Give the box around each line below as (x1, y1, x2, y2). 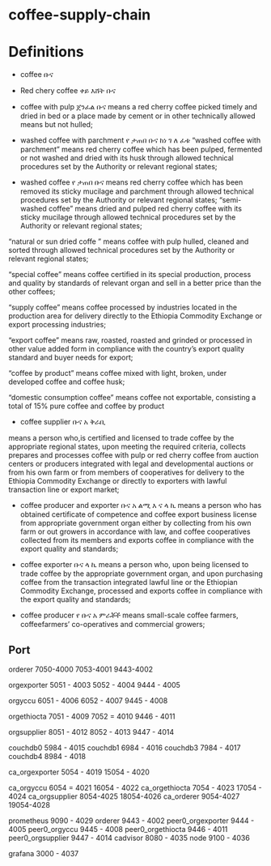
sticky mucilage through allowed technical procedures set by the (19, 212, 236, 222)
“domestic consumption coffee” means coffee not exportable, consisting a (8, 393, 256, 403)
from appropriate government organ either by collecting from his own (19, 518, 252, 528)
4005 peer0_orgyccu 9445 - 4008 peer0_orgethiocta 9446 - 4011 (8, 824, 228, 834)
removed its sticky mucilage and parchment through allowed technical (19, 186, 255, 196)
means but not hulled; (19, 120, 93, 130)
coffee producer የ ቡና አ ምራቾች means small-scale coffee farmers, (19, 610, 239, 621)
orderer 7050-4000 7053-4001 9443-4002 (8, 664, 154, 674)
